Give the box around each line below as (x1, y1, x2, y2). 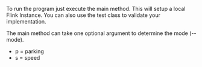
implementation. (6, 18, 46, 25)
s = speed (14, 54, 40, 61)
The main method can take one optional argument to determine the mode (6, 30, 189, 37)
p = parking (14, 48, 44, 55)
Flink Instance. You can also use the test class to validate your (6, 11, 161, 19)
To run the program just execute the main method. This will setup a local (6, 5, 186, 12)
